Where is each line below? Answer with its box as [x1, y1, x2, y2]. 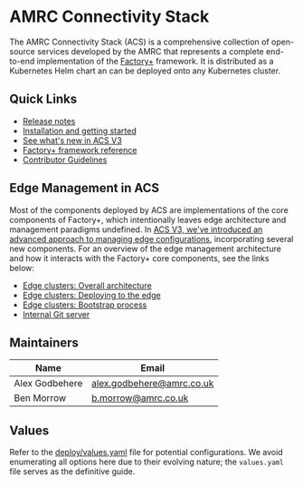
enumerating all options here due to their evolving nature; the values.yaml [9, 456, 284, 468]
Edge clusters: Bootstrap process [22, 299, 147, 310]
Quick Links [9, 92, 78, 107]
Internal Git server [22, 308, 90, 319]
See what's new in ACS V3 [22, 134, 122, 146]
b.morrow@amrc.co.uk [91, 392, 189, 404]
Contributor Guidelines [22, 154, 108, 165]
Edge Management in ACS [9, 180, 160, 196]
